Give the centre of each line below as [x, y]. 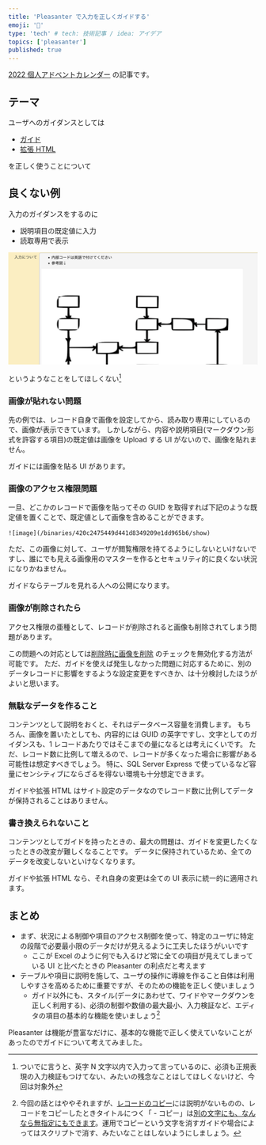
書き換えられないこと [49, 823]
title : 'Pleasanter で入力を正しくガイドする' [79, 17]
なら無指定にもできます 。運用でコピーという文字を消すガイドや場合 [130, 1123]
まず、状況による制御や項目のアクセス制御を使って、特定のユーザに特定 [137, 936]
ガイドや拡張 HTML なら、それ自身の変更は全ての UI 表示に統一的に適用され [133, 878]
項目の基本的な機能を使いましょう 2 [103, 1015]
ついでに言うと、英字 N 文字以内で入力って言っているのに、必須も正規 [135, 1066]
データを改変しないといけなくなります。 [74, 862]
